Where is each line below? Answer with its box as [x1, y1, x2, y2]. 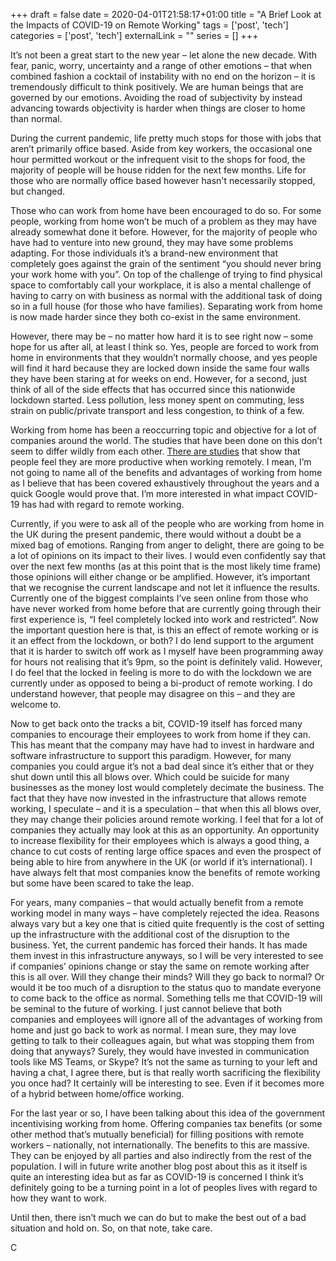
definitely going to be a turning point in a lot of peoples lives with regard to [10, 1182, 318, 1193]
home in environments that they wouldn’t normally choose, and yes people [10, 352, 318, 363]
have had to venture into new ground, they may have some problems [10, 237, 294, 248]
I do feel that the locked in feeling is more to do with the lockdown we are [10, 667, 313, 678]
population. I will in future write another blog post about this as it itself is [10, 1160, 308, 1172]
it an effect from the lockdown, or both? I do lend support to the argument [10, 635, 315, 646]
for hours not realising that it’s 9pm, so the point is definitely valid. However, [10, 656, 323, 668]
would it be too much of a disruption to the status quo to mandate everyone [10, 982, 322, 993]
